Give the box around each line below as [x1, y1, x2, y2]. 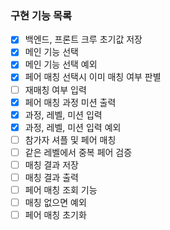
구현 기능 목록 [10, 8, 73, 22]
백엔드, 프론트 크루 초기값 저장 [24, 33, 143, 46]
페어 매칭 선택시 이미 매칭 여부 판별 [24, 71, 162, 83]
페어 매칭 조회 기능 [24, 184, 98, 196]
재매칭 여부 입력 [24, 83, 87, 96]
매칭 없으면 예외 [24, 197, 87, 209]
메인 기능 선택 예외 [24, 58, 98, 71]
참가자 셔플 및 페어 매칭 [24, 133, 117, 146]
